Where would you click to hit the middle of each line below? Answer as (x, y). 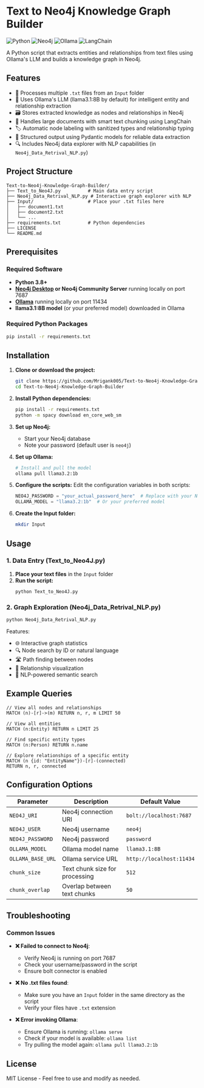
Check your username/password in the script (81, 965)
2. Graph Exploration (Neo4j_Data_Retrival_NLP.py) (83, 607)
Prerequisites (32, 252)
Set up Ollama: (34, 457)
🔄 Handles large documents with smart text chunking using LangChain (103, 121)
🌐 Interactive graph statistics (51, 643)
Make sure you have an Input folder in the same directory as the (104, 995)
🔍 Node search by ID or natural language (67, 650)
